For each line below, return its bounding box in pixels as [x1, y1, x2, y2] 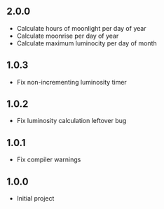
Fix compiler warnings [16, 155, 81, 164]
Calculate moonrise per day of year [16, 31, 119, 40]
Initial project [16, 194, 55, 203]
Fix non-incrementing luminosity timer [16, 78, 127, 86]
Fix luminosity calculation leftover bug [16, 117, 127, 125]
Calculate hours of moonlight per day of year [16, 24, 146, 32]
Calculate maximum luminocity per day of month [16, 38, 157, 48]
